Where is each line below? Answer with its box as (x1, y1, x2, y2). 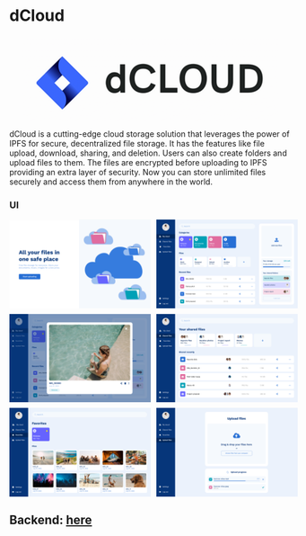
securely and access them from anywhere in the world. (9, 176, 214, 187)
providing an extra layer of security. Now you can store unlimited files (9, 166, 267, 177)
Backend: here (9, 513, 92, 528)
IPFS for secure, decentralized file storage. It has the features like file (9, 138, 265, 148)
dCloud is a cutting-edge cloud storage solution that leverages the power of (9, 128, 290, 139)
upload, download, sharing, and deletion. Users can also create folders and (9, 147, 287, 158)
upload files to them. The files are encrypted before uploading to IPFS (9, 156, 267, 167)
